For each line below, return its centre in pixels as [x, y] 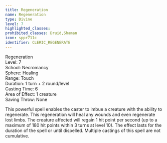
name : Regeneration [26, 15]
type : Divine [19, 19]
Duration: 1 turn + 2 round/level [37, 83]
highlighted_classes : [28, 29]
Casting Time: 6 [22, 89]
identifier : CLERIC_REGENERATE [38, 43]
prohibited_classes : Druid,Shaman [41, 33]
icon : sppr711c [21, 38]
